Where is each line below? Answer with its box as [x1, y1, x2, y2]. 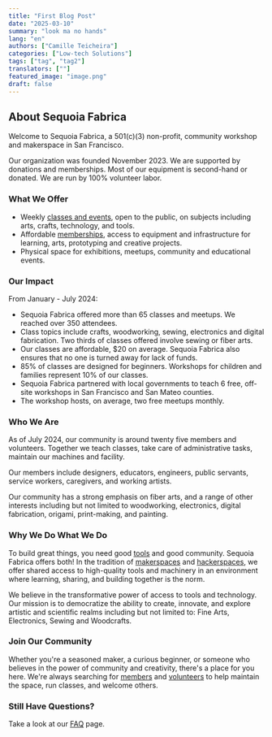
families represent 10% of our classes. [19, 370, 149, 379]
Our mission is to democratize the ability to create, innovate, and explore [8, 598, 251, 608]
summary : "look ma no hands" [8, 27, 107, 35]
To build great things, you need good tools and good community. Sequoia [8, 548, 254, 557]
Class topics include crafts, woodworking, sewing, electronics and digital [19, 327, 265, 336]
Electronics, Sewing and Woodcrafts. [8, 615, 132, 626]
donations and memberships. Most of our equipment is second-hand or [8, 164, 248, 175]
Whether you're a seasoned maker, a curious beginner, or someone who [8, 654, 250, 664]
